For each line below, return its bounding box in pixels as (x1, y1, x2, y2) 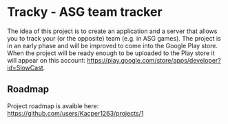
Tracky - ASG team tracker (7, 4, 163, 20)
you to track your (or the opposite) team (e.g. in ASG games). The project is (7, 34, 222, 42)
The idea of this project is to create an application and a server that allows (7, 27, 218, 35)
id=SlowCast (7, 63, 43, 72)
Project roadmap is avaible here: (7, 101, 99, 110)
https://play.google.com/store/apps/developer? (87, 56, 222, 64)
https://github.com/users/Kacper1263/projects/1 (7, 109, 144, 117)
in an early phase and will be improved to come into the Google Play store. (7, 41, 218, 50)
